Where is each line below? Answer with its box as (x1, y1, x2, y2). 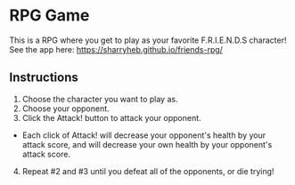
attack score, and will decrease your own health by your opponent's (21, 139, 273, 149)
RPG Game (9, 5, 90, 26)
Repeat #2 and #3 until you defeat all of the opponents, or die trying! (21, 165, 275, 176)
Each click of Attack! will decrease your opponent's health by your (21, 130, 266, 141)
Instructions (9, 70, 78, 85)
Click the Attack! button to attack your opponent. (21, 112, 202, 123)
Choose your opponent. (21, 103, 110, 114)
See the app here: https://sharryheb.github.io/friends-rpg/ (9, 44, 223, 54)
